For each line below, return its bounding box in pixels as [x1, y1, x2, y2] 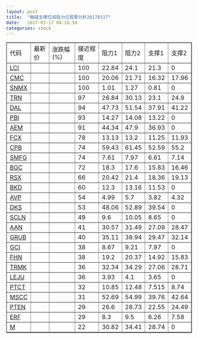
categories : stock [6, 25, 51, 31]
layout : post [6, 8, 38, 15]
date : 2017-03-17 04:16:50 [6, 19, 78, 25]
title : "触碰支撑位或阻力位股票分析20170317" [6, 14, 111, 20]
